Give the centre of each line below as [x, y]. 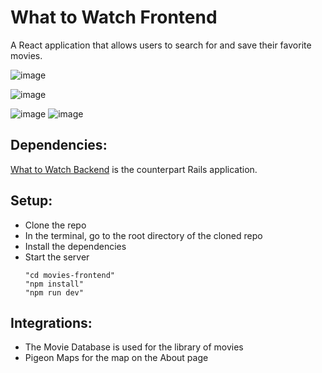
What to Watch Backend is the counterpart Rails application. [134, 169]
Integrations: [51, 322]
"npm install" [54, 284]
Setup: [31, 201]
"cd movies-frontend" [69, 275]
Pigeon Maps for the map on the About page [116, 358]
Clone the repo [55, 225]
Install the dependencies [75, 246]
